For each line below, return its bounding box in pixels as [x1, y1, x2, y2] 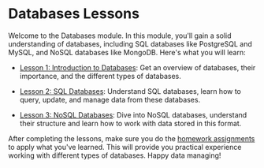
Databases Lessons [8, 5, 140, 23]
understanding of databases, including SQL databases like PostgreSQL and [8, 39, 252, 48]
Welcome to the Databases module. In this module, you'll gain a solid [8, 31, 232, 40]
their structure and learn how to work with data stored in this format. [19, 118, 242, 128]
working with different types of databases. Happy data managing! [8, 151, 221, 160]
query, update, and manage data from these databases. [19, 95, 201, 104]
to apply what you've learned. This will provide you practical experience [8, 142, 242, 151]
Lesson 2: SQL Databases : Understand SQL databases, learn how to [19, 86, 242, 95]
